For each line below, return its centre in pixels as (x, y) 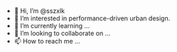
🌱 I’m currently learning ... (52, 26)
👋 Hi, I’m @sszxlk (39, 11)
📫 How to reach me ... (47, 41)
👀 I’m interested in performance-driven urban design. (92, 18)
